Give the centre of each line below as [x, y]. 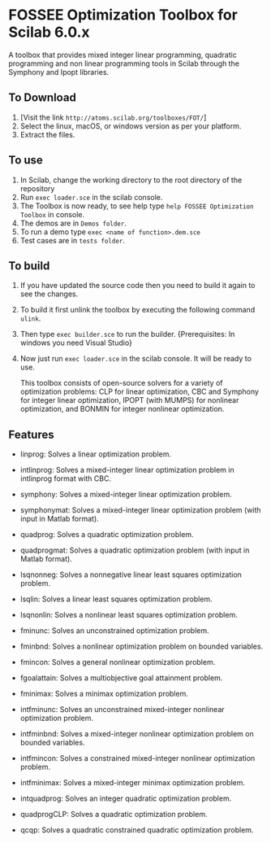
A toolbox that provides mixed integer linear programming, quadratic [123, 55]
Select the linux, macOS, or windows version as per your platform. [131, 126]
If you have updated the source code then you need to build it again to [138, 286]
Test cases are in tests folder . [73, 240]
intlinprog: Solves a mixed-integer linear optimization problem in [127, 470]
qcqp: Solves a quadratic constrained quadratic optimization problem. [137, 830]
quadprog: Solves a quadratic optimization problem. [107, 535]
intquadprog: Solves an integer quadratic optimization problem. [126, 798]
